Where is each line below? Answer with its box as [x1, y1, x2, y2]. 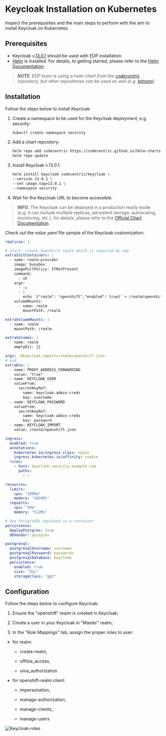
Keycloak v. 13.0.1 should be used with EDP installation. [12, 53, 123, 59]
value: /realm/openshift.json [14, 428, 77, 432]
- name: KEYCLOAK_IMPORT [9, 423, 61, 428]
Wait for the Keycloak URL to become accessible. [12, 194, 113, 200]
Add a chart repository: [12, 139, 60, 145]
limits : [9, 487, 26, 491]
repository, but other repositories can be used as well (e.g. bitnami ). [17, 78, 156, 84]
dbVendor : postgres [9, 532, 50, 538]
